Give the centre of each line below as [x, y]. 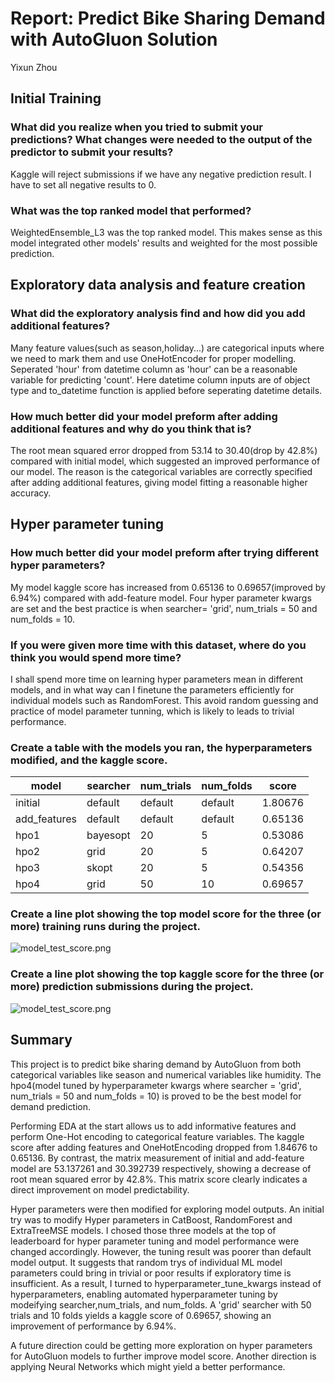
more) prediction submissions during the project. [132, 987]
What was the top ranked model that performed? [131, 210]
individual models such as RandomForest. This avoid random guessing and [164, 700]
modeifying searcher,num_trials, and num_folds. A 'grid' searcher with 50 [161, 1304]
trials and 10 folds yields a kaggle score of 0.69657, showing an [141, 1315]
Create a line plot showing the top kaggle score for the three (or [167, 974]
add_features [46, 819]
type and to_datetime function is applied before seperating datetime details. [166, 390]
